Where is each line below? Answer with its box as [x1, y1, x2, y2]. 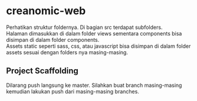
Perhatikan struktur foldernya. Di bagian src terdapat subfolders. [6, 24, 163, 31]
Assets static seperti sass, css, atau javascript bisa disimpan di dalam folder [6, 43, 191, 50]
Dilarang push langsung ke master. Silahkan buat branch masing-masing [6, 82, 182, 89]
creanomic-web [6, 4, 86, 18]
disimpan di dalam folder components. [6, 36, 100, 43]
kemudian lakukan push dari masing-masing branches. [6, 87, 140, 95]
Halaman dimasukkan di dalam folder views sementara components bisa [6, 30, 182, 37]
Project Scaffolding [6, 66, 78, 76]
